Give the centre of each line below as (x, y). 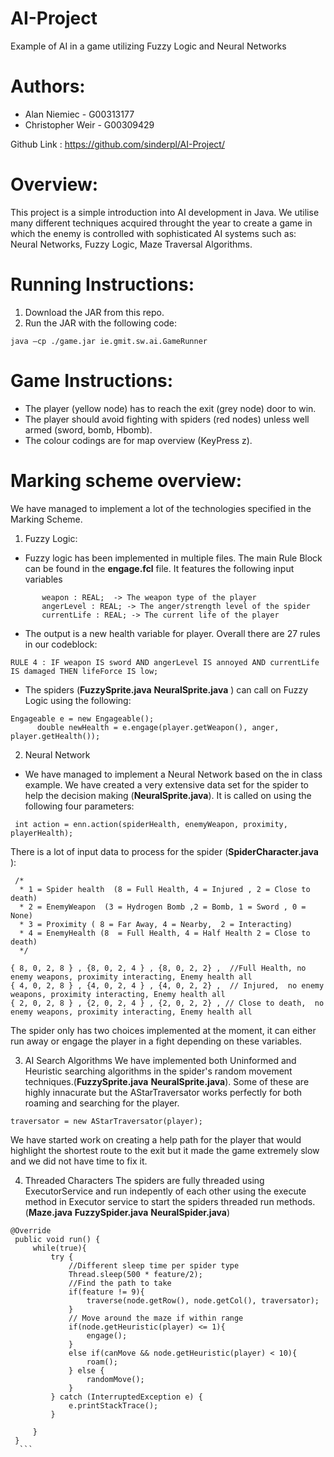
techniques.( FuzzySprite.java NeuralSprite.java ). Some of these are (167, 1081)
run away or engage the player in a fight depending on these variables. (156, 1041)
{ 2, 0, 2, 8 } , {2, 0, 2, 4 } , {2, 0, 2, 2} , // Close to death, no (167, 1003)
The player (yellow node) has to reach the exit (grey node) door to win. (170, 408)
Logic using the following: (78, 700)
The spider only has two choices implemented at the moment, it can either (163, 1030)
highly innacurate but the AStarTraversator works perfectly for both (163, 1092)
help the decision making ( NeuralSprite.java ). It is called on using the (168, 795)
